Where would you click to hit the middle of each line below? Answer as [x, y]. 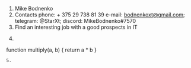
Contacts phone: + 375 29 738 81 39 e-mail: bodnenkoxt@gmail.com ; [100, 15]
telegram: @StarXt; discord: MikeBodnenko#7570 [75, 21]
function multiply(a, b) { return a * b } [51, 50]
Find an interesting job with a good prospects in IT [76, 27]
